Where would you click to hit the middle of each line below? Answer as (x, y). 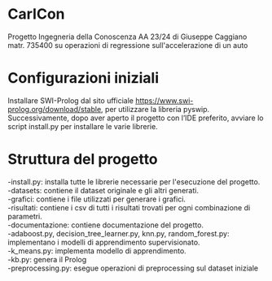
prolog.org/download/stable (55, 109)
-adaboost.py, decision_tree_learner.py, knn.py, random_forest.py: (118, 233)
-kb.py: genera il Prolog (47, 259)
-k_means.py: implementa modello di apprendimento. (97, 251)
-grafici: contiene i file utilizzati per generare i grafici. (97, 199)
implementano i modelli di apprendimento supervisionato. (104, 242)
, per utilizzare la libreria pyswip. (155, 109)
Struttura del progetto (83, 160)
